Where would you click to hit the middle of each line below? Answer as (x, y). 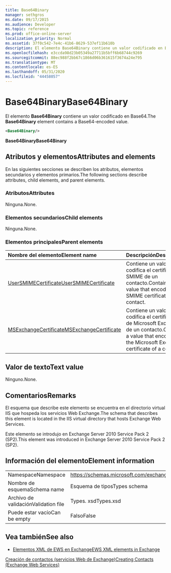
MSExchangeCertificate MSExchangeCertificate (64, 329)
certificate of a (144, 349)
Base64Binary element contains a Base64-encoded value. (67, 121)
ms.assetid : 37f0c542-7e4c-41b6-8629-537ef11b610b (60, 43)
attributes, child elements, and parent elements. (55, 180)
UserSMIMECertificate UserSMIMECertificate (61, 283)
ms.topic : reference (27, 29)
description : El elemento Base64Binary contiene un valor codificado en (84, 48)
